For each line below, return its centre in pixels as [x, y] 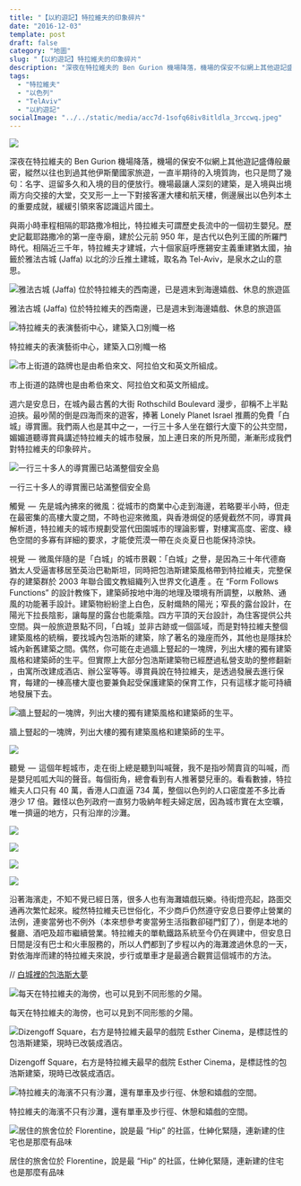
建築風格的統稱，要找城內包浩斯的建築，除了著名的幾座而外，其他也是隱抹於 [150, 638]
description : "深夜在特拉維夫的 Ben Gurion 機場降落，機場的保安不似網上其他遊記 [148, 68]
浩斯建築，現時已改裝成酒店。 [64, 1074]
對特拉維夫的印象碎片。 [52, 449]
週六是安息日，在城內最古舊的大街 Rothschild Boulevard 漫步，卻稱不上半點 [149, 404]
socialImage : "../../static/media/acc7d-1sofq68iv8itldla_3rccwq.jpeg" [146, 118]
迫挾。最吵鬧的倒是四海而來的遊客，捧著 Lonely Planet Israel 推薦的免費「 [146, 415]
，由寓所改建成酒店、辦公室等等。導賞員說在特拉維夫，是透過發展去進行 [142, 671]
